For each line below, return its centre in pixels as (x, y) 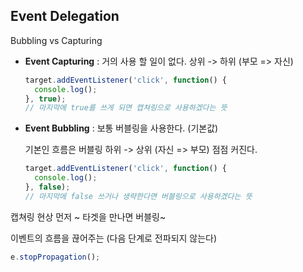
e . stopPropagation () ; (55, 257)
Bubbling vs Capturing (56, 40)
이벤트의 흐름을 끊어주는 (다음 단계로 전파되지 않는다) (114, 238)
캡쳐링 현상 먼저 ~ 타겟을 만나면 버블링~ (88, 216)
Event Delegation (65, 16)
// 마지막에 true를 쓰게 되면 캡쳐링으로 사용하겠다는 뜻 (126, 108)
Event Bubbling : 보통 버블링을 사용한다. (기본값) (121, 128)
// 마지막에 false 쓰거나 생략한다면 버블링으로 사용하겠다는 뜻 (138, 196)
